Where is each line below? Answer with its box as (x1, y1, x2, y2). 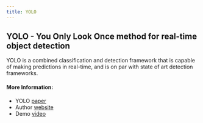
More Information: (6, 84, 54, 91)
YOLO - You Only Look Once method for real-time (6, 32, 197, 42)
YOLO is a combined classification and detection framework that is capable (6, 57, 195, 64)
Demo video (15, 110, 46, 117)
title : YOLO (6, 8, 37, 15)
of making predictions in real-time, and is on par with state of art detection (6, 63, 193, 70)
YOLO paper (15, 97, 47, 104)
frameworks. (6, 70, 38, 77)
